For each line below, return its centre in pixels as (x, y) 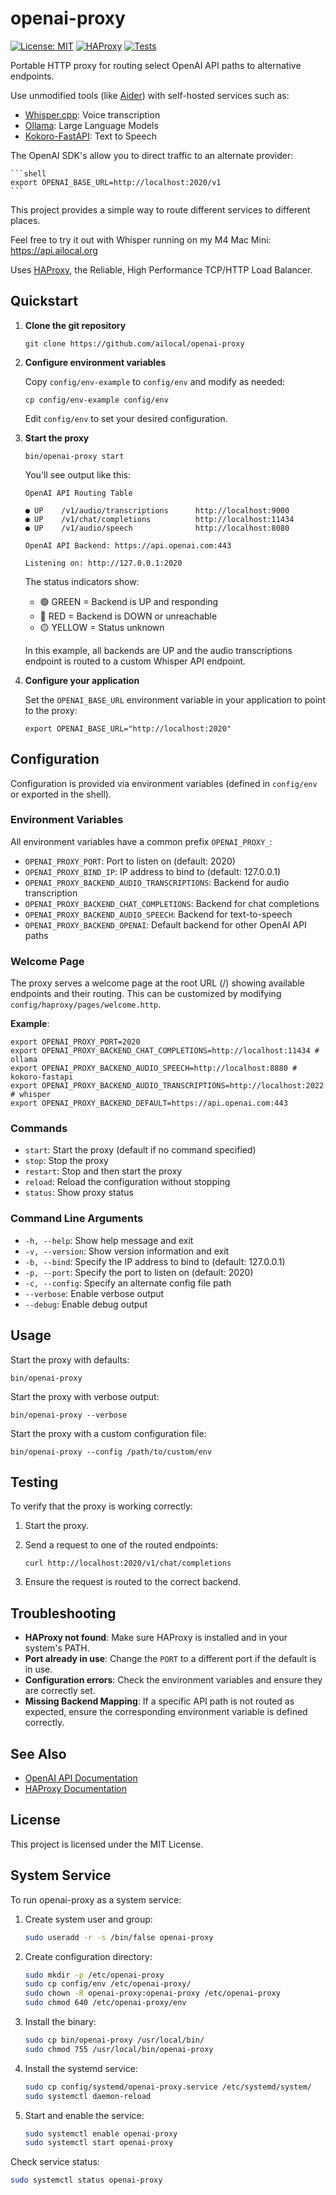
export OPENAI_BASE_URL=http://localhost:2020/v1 (116, 182)
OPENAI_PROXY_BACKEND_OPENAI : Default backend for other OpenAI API (165, 924)
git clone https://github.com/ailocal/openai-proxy (134, 343)
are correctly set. (60, 1691)
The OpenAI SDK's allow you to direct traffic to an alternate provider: (152, 155)
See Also (38, 1753)
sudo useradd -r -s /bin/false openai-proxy (119, 1937)
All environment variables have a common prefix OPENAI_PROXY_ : (141, 841)
